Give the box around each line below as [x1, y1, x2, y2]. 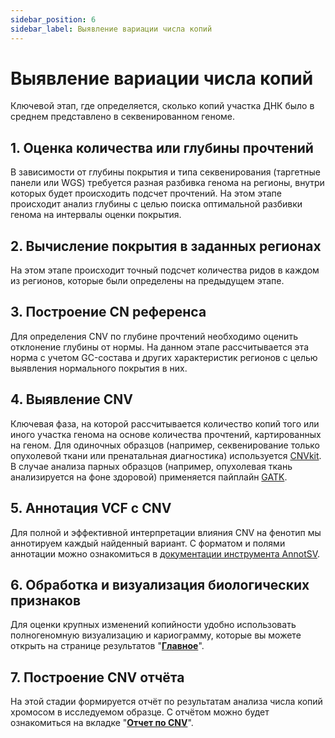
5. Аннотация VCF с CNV [10, 500, 172, 517]
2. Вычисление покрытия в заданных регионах [10, 237, 322, 255]
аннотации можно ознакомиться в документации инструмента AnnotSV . [10, 547, 321, 560]
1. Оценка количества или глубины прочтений [10, 139, 314, 156]
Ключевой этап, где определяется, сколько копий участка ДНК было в [10, 100, 315, 112]
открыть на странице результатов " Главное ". [10, 640, 205, 652]
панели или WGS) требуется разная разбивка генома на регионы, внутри [10, 177, 325, 189]
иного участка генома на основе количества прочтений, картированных [10, 428, 322, 440]
